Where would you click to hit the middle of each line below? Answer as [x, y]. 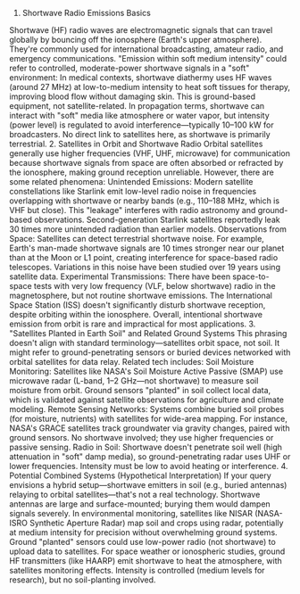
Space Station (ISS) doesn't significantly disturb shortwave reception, [137, 305]
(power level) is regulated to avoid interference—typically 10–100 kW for [142, 125]
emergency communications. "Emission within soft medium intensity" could [148, 58]
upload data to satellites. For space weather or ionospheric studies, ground [147, 551]
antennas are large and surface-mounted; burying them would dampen [140, 504]
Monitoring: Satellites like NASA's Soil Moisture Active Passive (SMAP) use [146, 371]
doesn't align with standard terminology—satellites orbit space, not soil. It [145, 343]
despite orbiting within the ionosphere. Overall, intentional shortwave [136, 314]
